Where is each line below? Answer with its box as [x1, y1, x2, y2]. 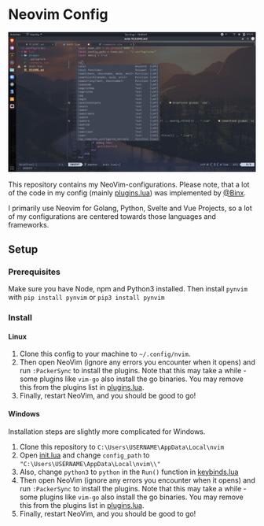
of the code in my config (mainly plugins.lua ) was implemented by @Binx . [8, 187, 246, 198]
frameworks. [8, 220, 49, 229]
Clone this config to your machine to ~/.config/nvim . [19, 349, 191, 359]
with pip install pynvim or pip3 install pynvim [8, 293, 165, 302]
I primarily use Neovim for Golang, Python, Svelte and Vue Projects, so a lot [8, 203, 253, 213]
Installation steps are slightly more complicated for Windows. [8, 427, 206, 436]
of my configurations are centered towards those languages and [8, 211, 216, 221]
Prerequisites [8, 266, 60, 277]
